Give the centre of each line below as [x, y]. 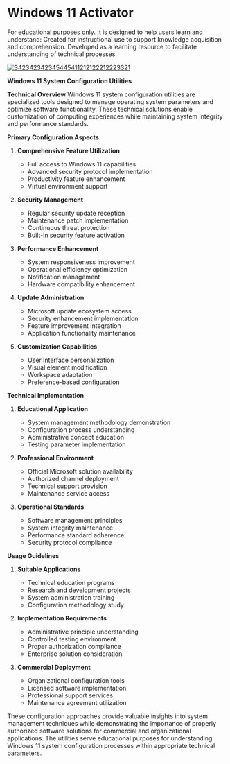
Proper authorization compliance [74, 646]
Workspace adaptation [60, 374]
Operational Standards [51, 507]
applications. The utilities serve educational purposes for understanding [110, 738]
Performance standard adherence [76, 535]
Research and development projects [79, 590]
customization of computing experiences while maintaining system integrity [115, 116]
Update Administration [51, 297]
